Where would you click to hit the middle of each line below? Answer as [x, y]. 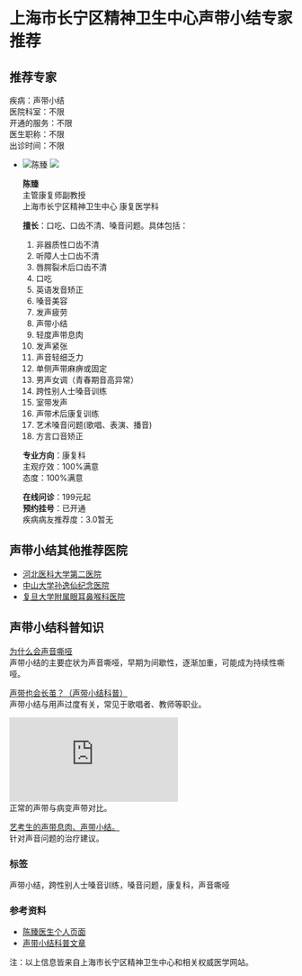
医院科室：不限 [37, 112]
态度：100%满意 [53, 478]
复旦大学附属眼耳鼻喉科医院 [74, 597]
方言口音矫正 [59, 436]
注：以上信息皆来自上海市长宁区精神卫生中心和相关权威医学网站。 [131, 962]
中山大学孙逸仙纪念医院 [66, 585]
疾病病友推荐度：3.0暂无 [68, 520]
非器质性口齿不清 [67, 245]
